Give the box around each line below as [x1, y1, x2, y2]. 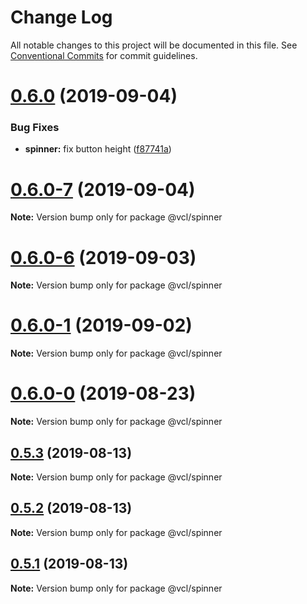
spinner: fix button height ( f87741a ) [24, 143, 172, 155]
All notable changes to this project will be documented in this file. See [10, 39, 298, 51]
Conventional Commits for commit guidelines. [10, 49, 198, 61]
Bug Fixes [10, 121, 60, 135]
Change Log [10, 6, 113, 29]
